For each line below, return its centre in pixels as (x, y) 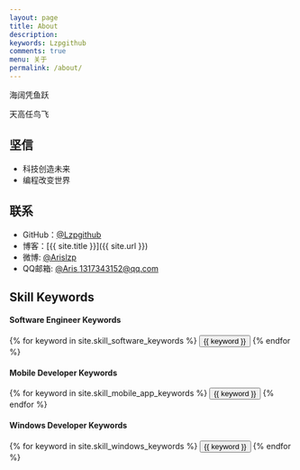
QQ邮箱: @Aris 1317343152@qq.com (91, 268)
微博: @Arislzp (49, 257)
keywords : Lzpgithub (48, 43)
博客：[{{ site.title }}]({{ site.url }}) (85, 245)
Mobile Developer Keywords (64, 373)
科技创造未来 (46, 169)
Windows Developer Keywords (68, 425)
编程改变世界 (46, 180)
